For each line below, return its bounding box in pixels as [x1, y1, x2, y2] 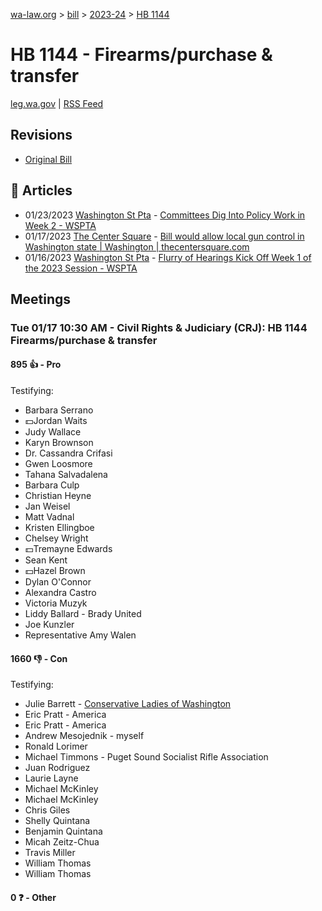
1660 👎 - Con [10, 652, 68, 664]
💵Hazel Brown [24, 565, 86, 577]
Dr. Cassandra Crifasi [24, 447, 113, 459]
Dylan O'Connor [24, 576, 92, 588]
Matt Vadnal [24, 511, 75, 523]
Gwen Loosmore [24, 458, 93, 470]
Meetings [10, 290, 72, 308]
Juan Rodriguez [24, 762, 91, 774]
